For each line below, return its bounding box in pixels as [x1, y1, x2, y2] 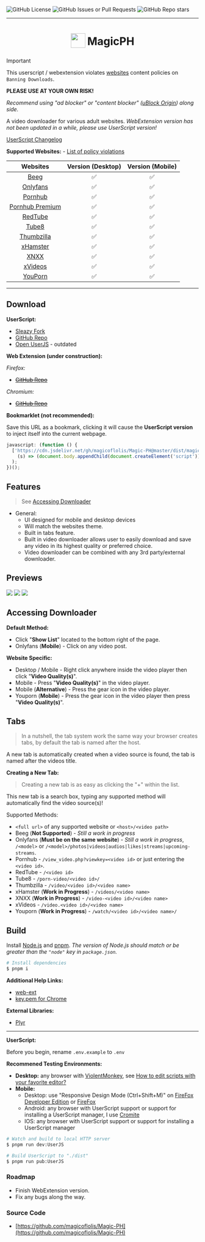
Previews [6, 573, 43, 583]
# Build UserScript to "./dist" [6, 1153, 88, 1159]
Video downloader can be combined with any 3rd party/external [24, 548, 185, 556]
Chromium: [6, 387, 35, 395]
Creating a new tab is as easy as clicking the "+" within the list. [21, 781, 180, 788]
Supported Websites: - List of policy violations [6, 148, 125, 155]
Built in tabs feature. [24, 529, 75, 536]
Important [6, 57, 31, 64]
